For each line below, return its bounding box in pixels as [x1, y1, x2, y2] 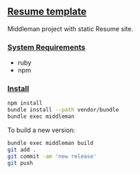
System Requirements [7, 42, 86, 52]
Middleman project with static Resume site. [7, 24, 134, 33]
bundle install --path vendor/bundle [7, 107, 119, 114]
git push [7, 159, 33, 166]
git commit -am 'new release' [7, 153, 97, 160]
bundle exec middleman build [7, 140, 94, 147]
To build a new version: [7, 126, 76, 134]
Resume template [7, 6, 87, 18]
